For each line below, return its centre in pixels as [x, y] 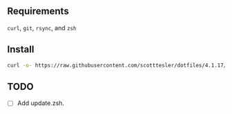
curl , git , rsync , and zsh [42, 27]
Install [21, 50]
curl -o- [20, 65]
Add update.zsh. [40, 103]
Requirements [38, 11]
